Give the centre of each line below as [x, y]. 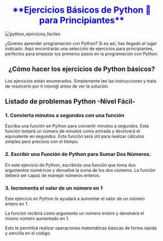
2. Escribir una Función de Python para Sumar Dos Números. [78, 154]
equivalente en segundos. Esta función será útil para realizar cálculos [75, 136]
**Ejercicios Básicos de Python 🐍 [82, 10]
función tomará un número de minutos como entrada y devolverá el [72, 131]
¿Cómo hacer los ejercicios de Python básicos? [82, 69]
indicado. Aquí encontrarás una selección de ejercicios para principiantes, [79, 48]
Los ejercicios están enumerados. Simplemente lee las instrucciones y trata [81, 81]
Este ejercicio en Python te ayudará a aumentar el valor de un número [75, 199]
